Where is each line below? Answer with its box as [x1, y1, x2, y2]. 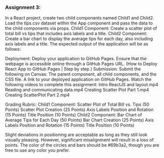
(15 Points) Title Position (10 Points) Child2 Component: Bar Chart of [5, 112, 142, 118]
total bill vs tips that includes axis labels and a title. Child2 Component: [5, 31, 147, 37]
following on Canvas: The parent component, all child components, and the [5, 71, 157, 77]
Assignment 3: [5, 4, 41, 11]
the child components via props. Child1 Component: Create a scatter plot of [5, 25, 158, 31]
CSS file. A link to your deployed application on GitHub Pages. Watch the [5, 76, 152, 82]
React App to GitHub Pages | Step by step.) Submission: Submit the [5, 66, 141, 72]
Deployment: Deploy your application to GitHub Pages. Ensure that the [5, 56, 147, 62]
